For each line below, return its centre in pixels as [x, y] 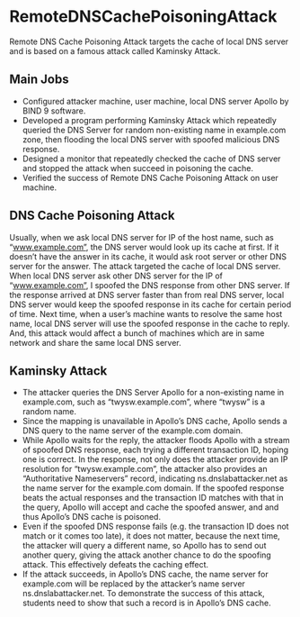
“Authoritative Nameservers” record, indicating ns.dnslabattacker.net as [155, 478]
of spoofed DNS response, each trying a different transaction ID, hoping [155, 450]
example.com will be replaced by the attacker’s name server [133, 584]
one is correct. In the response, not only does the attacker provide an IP [155, 459]
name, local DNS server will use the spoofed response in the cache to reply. [150, 323]
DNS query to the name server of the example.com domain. [132, 431]
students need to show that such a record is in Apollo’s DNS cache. [146, 603]
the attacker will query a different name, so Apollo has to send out [144, 546]
